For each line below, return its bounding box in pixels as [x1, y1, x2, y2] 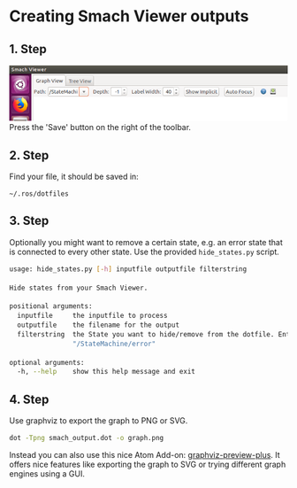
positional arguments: [9, 302, 93, 311]
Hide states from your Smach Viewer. [9, 283, 148, 292]
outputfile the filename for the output [17, 321, 179, 329]
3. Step [9, 213, 49, 229]
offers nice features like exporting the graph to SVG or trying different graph [9, 459, 286, 469]
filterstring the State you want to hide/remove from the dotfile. [17, 329, 275, 338]
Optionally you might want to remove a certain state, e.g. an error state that [9, 236, 283, 247]
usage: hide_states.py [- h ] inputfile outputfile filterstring [9, 264, 247, 274]
